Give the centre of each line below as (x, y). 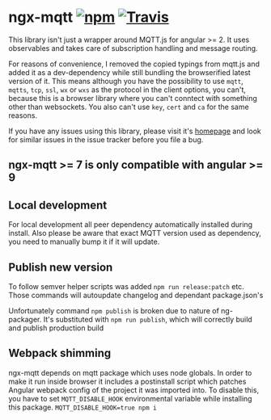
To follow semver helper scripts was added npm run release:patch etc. (126, 286)
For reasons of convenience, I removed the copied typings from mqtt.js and (134, 64)
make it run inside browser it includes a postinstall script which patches (127, 381)
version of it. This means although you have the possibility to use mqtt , (126, 81)
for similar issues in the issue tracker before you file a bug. (106, 139)
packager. (25, 319)
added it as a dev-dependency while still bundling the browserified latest (129, 72)
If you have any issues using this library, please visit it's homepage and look (135, 131)
